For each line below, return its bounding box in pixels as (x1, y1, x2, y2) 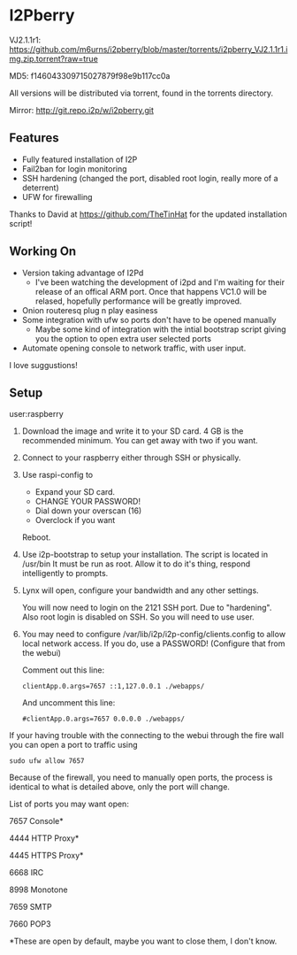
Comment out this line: (21, 665, 104, 675)
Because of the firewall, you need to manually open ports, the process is (9, 772, 273, 783)
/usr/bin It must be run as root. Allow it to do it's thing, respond (21, 558, 250, 569)
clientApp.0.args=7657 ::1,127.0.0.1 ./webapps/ (21, 682, 205, 691)
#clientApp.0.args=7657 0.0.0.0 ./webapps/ (21, 714, 186, 724)
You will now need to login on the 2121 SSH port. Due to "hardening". (21, 603, 272, 613)
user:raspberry (9, 409, 64, 420)
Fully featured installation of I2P (21, 154, 138, 165)
